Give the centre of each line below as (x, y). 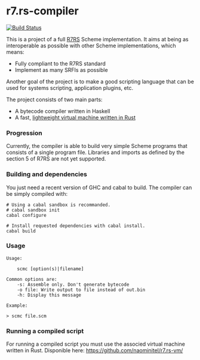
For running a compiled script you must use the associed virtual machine (96, 344)
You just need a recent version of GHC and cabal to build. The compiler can (99, 187)
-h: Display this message (49, 295)
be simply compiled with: (37, 193)
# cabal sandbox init (33, 210)
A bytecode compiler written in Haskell (62, 111)
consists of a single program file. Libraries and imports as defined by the (96, 152)
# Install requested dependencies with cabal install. (76, 226)
